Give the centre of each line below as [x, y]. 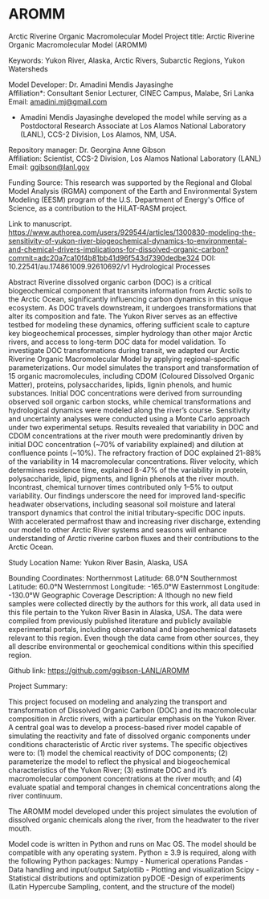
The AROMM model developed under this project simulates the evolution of [133, 811]
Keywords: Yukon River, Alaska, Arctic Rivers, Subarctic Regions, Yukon [127, 60]
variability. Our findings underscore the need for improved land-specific [127, 495]
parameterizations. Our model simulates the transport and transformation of [134, 367]
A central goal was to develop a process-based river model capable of [125, 727]
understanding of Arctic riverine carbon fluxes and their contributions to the [134, 538]
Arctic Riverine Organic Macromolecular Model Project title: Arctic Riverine [132, 36]
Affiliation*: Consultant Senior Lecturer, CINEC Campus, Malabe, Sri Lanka [131, 92]
